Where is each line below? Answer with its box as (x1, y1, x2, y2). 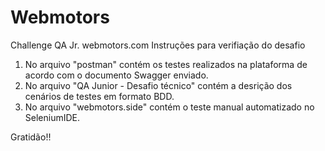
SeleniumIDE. (24, 111, 81, 123)
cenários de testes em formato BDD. (24, 90, 175, 102)
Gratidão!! (10, 131, 52, 143)
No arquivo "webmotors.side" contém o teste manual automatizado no (24, 101, 315, 113)
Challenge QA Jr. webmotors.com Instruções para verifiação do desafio (10, 39, 306, 51)
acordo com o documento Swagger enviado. (24, 69, 209, 81)
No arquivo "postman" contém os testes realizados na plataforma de (24, 58, 308, 70)
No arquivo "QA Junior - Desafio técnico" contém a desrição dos (24, 79, 293, 91)
